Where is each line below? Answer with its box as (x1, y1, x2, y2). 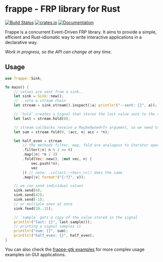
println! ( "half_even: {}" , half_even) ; (14, 233, 95, 238)
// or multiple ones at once (14, 202, 73, 206)
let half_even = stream (14, 138, 62, 143)
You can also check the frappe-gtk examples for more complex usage (5, 246, 145, 252)
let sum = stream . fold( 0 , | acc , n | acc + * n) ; (14, 129, 110, 135)
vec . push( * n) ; (31, 161, 60, 166)
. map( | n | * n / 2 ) (22, 152, 57, 157)
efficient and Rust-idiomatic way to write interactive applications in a (5, 34, 142, 40)
